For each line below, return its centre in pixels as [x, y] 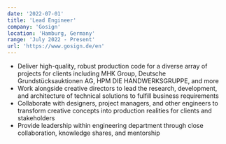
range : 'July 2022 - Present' [51, 40]
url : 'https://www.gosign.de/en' [56, 46]
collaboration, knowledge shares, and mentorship [89, 133]
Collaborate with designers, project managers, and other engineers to [118, 103]
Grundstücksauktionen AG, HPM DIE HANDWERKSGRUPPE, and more [118, 81]
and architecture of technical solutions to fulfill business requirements [118, 96]
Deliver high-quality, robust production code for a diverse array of [112, 66]
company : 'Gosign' [34, 27]
